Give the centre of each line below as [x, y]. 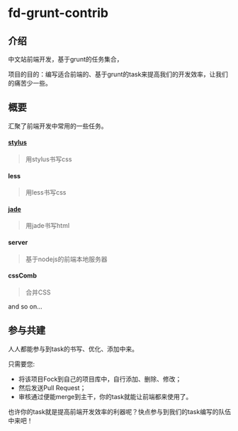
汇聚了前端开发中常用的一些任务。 [58, 126]
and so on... [25, 306]
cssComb [23, 276]
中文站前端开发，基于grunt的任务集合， [66, 59]
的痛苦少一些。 [30, 83]
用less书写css [46, 192]
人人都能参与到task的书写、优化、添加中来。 [73, 349]
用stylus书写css [49, 159]
